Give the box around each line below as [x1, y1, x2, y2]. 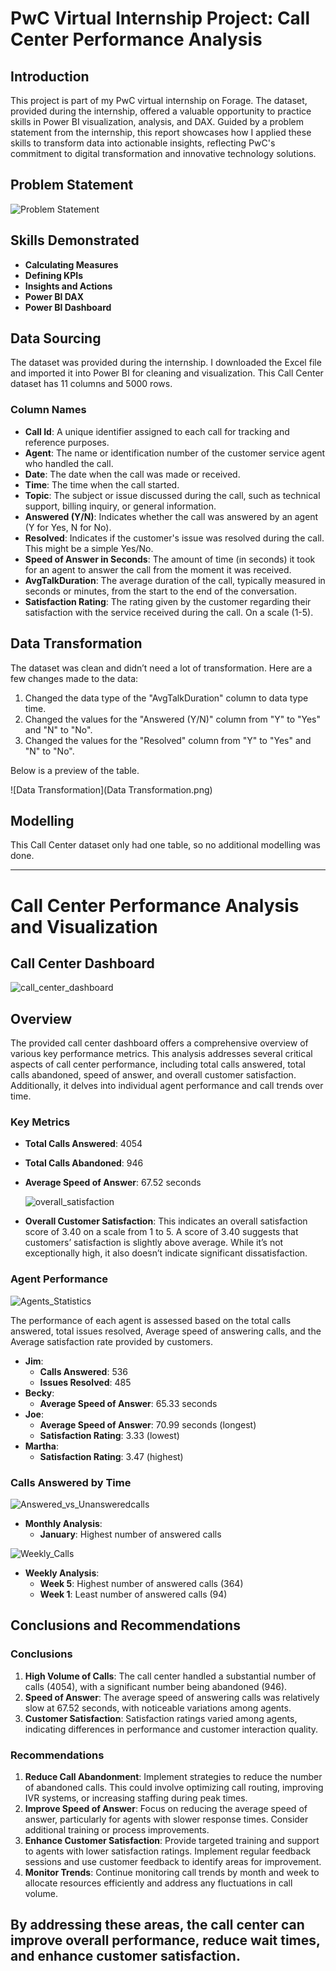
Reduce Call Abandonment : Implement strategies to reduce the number [24, 1771, 323, 1783]
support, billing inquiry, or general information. [24, 500, 217, 512]
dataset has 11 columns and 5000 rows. [10, 378, 173, 390]
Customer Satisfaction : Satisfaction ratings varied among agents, [24, 1712, 298, 1724]
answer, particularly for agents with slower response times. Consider [24, 1813, 309, 1826]
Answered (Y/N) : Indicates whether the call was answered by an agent [24, 510, 319, 522]
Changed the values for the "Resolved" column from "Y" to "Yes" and [24, 734, 312, 746]
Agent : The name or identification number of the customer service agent [24, 447, 326, 459]
